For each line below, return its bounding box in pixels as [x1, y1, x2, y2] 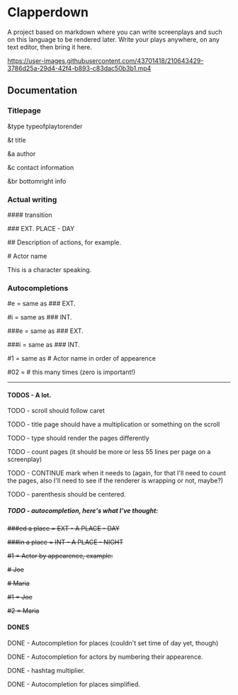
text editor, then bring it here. [7, 43, 93, 51]
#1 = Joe [7, 593, 33, 601]
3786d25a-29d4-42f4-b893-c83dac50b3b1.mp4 [7, 64, 152, 72]
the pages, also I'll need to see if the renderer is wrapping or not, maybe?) [7, 476, 224, 485]
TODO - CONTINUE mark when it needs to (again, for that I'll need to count [7, 469, 227, 478]
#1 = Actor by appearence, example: [7, 552, 113, 560]
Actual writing [7, 194, 57, 204]
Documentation [7, 84, 78, 96]
